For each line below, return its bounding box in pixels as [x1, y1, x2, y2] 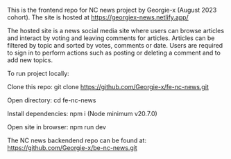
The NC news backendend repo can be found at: [7, 136, 147, 144]
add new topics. [7, 56, 53, 64]
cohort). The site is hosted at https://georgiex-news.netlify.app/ [7, 13, 189, 21]
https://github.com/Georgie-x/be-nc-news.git [7, 144, 137, 151]
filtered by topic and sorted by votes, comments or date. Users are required [7, 41, 223, 49]
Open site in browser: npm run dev [7, 123, 106, 131]
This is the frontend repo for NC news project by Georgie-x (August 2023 [7, 6, 217, 14]
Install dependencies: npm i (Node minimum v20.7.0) [7, 110, 157, 118]
